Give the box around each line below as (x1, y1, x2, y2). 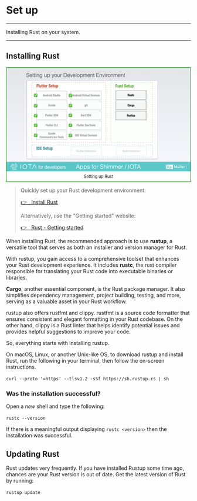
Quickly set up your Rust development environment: (20, 187, 146, 194)
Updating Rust (6, 449, 60, 459)
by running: (6, 477, 34, 485)
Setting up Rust (83, 174, 114, 180)
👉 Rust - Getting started (20, 224, 84, 231)
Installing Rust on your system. (6, 28, 80, 35)
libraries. (6, 274, 28, 281)
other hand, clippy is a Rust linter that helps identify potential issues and (6, 322, 180, 329)
